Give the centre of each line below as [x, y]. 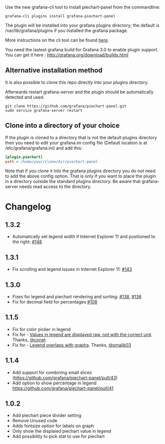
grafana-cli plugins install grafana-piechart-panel [60, 16]
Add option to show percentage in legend [54, 383]
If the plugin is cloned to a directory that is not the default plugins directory [81, 137]
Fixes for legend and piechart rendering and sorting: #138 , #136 [77, 296]
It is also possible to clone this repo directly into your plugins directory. [77, 82]
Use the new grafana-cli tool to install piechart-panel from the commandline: [83, 7]
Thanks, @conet [29, 339]
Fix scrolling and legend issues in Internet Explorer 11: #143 [72, 269]
